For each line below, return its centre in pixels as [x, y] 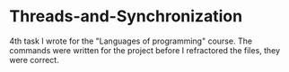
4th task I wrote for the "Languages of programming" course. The [131, 41]
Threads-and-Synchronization [126, 16]
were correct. [35, 60]
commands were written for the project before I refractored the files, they [145, 50]
